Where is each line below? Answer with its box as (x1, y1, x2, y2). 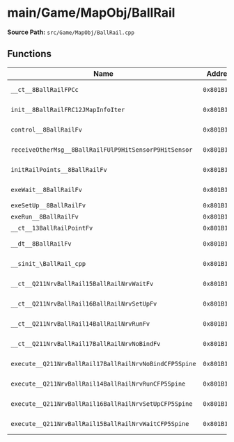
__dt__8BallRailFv (10, 239, 72, 248)
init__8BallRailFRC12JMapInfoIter (10, 106, 125, 113)
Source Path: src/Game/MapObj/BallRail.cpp (7, 28, 134, 36)
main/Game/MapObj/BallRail (7, 5, 175, 21)
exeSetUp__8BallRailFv (10, 201, 86, 210)
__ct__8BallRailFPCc (10, 86, 79, 93)
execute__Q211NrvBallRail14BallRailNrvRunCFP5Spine (10, 379, 186, 388)
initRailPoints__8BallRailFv (10, 166, 107, 173)
